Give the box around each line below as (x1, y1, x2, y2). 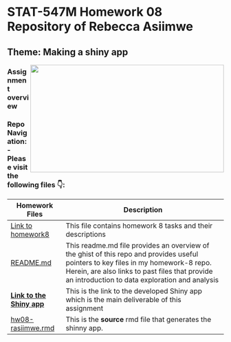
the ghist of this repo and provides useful (65, 249, 199, 259)
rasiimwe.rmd (10, 323, 55, 332)
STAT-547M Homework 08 (7, 4, 163, 20)
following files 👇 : (7, 180, 65, 190)
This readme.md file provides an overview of (65, 240, 210, 250)
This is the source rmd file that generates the (65, 314, 212, 324)
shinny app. (65, 323, 103, 332)
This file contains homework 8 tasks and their (65, 221, 213, 231)
